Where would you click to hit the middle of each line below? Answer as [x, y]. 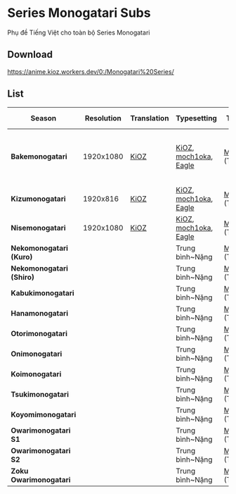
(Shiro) [23, 277]
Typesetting [196, 118]
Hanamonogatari [40, 313]
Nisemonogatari [38, 228]
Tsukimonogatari [40, 394]
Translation [149, 118]
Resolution [103, 118]
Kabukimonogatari [43, 292]
